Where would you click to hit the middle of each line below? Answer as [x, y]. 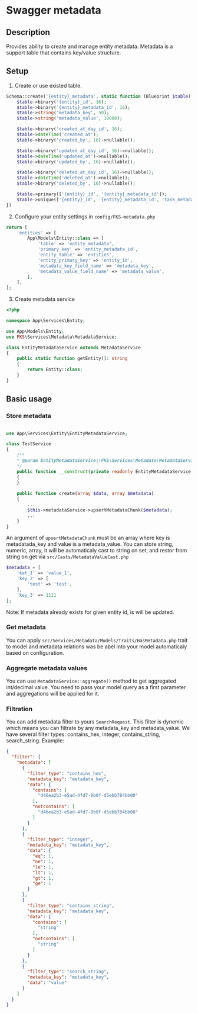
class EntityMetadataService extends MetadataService [74, 348]
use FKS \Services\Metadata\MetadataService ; [62, 337]
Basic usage [29, 399]
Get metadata [26, 627]
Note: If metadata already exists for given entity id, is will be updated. [90, 612]
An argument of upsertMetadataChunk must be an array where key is [88, 538]
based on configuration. [35, 652]
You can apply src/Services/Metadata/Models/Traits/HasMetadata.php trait [97, 640]
